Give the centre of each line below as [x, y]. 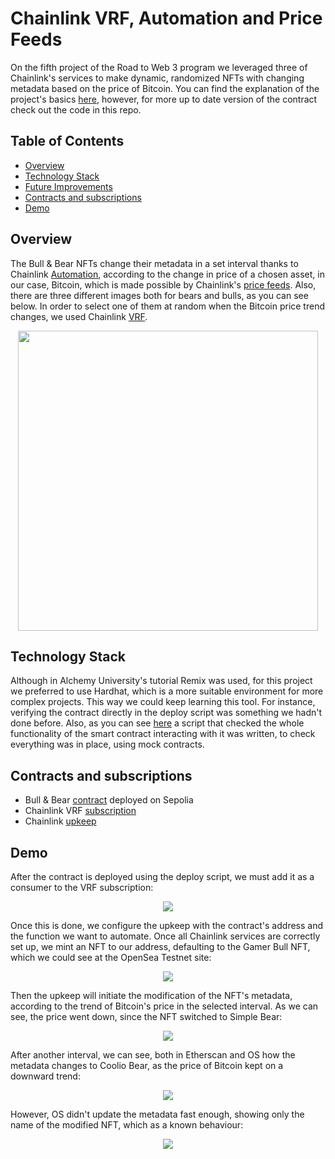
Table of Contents [67, 141]
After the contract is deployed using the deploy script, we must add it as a [162, 876]
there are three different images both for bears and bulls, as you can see [159, 295]
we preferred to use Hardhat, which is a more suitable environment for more [167, 691]
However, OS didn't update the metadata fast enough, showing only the [157, 1114]
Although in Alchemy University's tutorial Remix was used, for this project [161, 681]
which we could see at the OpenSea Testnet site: [111, 957]
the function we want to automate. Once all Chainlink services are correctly [165, 936]
